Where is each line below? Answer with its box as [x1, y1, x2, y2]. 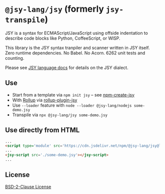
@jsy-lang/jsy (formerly [5, 3, 104, 15]
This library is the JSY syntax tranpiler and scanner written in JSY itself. [5, 45, 150, 50]
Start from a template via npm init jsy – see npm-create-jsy [12, 92, 135, 97]
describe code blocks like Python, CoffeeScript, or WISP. [5, 35, 120, 41]
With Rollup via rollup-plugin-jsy [12, 97, 78, 103]
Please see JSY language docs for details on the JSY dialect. [5, 65, 129, 71]
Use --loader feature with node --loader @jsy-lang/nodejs [12, 102, 132, 108]
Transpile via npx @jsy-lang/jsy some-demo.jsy [12, 112, 108, 118]
